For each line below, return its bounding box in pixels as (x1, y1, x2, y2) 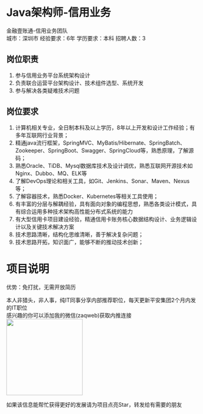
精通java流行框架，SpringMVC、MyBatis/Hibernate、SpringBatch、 (15, 139, 186, 147)
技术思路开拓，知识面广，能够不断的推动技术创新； (15, 238, 144, 245)
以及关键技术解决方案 (20, 223, 74, 230)
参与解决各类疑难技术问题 (15, 87, 80, 94)
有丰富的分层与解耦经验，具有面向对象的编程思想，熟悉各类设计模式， (15, 200, 192, 208)
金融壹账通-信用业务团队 (6, 27, 68, 34)
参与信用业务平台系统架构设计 (15, 71, 90, 79)
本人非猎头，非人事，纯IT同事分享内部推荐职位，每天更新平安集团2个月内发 (6, 296, 196, 303)
